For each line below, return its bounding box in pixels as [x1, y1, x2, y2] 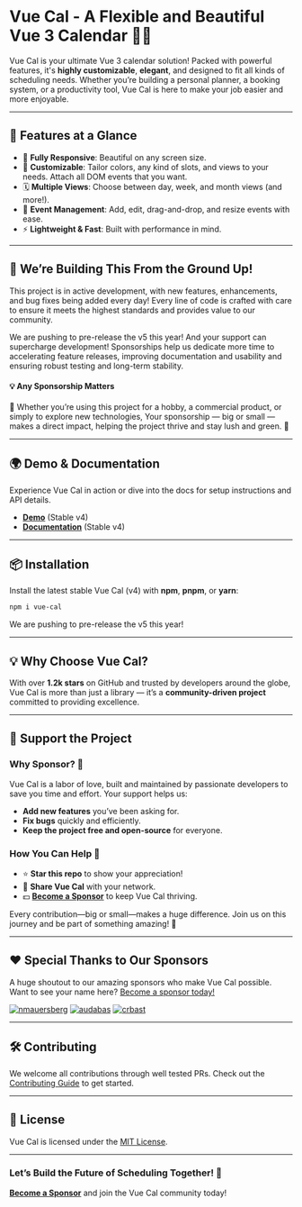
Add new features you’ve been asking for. [22, 805, 180, 816]
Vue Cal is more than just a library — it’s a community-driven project [9, 687, 267, 698]
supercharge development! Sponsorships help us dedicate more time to [9, 340, 275, 352]
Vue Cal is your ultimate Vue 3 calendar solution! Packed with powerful [9, 55, 272, 66]
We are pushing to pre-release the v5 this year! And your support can [9, 331, 267, 342]
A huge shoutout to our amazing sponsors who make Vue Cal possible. [9, 976, 272, 987]
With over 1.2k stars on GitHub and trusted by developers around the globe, [9, 677, 291, 688]
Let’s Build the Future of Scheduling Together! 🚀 [9, 1166, 223, 1179]
